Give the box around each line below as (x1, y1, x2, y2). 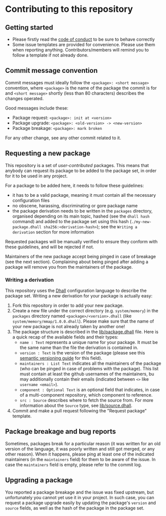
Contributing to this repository (5, 3, 133, 15)
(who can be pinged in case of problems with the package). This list (19, 365, 159, 371)
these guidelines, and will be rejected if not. (5, 244, 94, 250)
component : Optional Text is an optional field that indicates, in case (19, 387, 160, 393)
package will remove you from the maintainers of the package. (5, 264, 133, 270)
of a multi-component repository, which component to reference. (19, 392, 153, 398)
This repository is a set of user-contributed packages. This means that (5, 162, 149, 168)
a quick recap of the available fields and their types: (12, 334, 118, 340)
